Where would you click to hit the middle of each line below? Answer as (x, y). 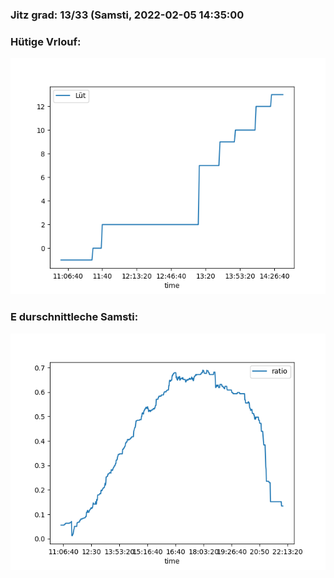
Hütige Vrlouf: (46, 41)
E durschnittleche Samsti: (74, 317)
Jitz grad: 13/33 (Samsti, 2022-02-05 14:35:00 (127, 15)
